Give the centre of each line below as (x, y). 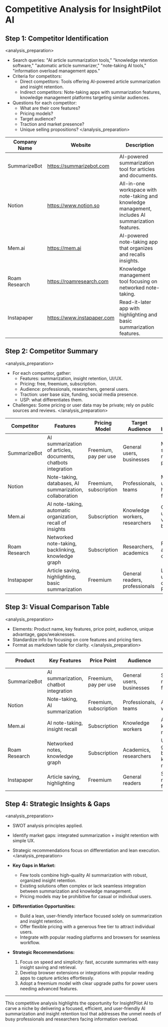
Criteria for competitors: (37, 76)
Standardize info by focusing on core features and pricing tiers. (77, 639)
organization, (62, 516)
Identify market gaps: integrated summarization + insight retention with (85, 835)
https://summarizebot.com (78, 166)
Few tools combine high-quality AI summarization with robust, (83, 875)
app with (129, 308)
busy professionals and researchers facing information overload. (72, 1019)
